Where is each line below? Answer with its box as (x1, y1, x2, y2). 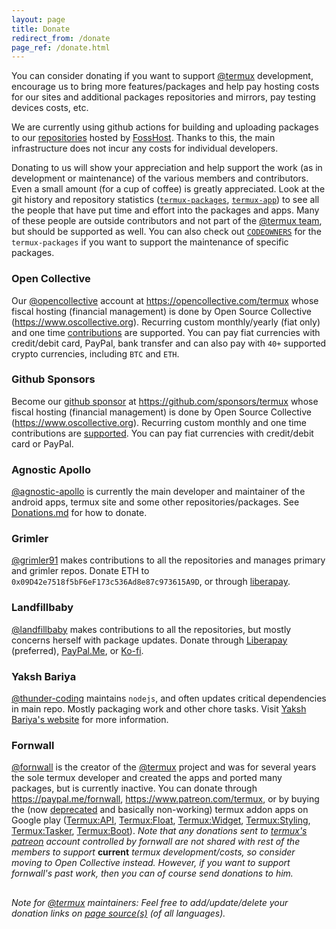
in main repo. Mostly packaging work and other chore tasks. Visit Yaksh (11, 703, 307, 715)
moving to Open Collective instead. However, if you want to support (11, 857, 291, 869)
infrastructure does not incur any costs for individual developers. (11, 142, 279, 155)
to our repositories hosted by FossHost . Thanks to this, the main (11, 132, 276, 144)
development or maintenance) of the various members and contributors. (11, 172, 309, 185)
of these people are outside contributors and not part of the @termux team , (11, 215, 323, 227)
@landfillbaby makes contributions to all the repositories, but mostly (11, 623, 292, 635)
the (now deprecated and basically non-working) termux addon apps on (11, 804, 309, 816)
